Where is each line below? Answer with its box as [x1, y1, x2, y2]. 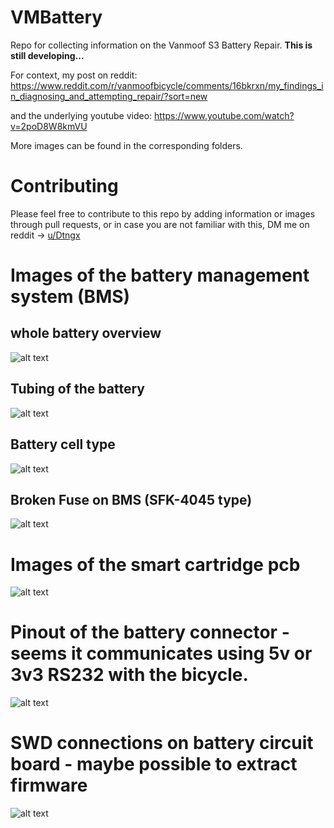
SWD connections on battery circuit [10, 732, 314, 755]
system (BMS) [10, 286, 131, 308]
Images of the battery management [10, 264, 310, 287]
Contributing [10, 175, 119, 198]
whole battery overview [10, 325, 162, 342]
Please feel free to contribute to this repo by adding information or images [10, 207, 316, 220]
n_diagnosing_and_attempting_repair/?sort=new [10, 90, 208, 102]
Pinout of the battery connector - [10, 621, 290, 644]
